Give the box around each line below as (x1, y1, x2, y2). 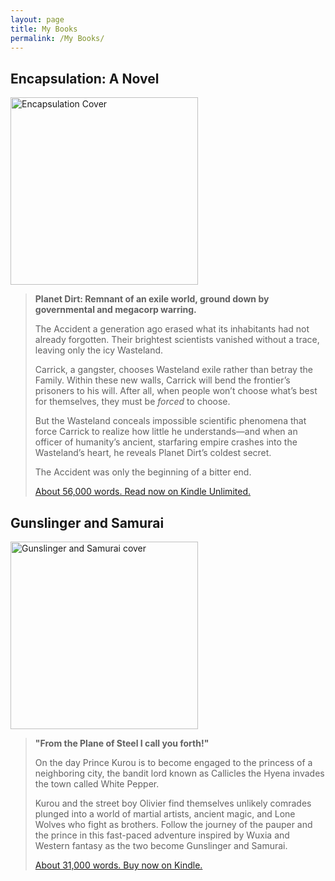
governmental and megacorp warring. (34, 304, 197, 316)
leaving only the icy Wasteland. (34, 344, 164, 356)
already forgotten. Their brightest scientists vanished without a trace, (34, 334, 320, 346)
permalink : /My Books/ (10, 33, 105, 43)
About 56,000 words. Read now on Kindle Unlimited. (34, 486, 251, 498)
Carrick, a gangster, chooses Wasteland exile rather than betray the (34, 364, 313, 376)
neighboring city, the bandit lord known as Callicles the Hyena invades (34, 767, 325, 779)
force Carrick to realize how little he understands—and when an (34, 426, 298, 438)
